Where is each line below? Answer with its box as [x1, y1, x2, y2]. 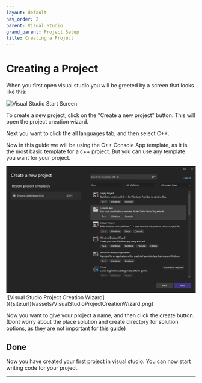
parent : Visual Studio [6, 22, 63, 28]
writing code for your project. [6, 364, 79, 372]
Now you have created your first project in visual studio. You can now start [6, 358, 191, 365]
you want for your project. [6, 154, 71, 162]
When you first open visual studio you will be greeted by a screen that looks [6, 82, 194, 89]
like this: [6, 88, 27, 96]
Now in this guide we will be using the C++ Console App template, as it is [6, 142, 188, 149]
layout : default [6, 10, 47, 16]
